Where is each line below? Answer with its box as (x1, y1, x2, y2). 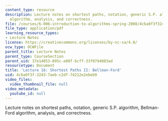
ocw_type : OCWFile (5, 44, 43, 49)
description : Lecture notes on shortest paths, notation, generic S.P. (5, 12, 157, 17)
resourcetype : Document (5, 63, 55, 68)
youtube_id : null (9, 91, 46, 96)
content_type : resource (5, 7, 55, 12)
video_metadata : (5, 86, 39, 91)
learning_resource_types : (5, 30, 59, 35)
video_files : (5, 77, 32, 82)
